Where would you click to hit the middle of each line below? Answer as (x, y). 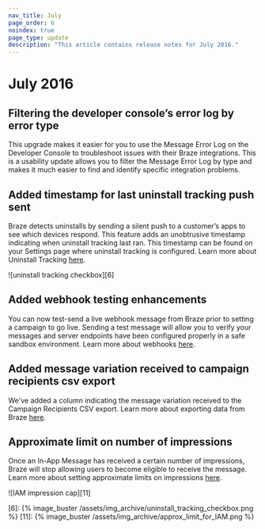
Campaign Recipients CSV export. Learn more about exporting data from (127, 409)
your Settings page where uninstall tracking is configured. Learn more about (132, 251)
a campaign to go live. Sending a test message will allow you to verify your (130, 327)
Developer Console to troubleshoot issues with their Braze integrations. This (132, 153)
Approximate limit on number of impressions (121, 442)
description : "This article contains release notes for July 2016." (123, 45)
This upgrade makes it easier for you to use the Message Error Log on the (129, 145)
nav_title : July (35, 15)
